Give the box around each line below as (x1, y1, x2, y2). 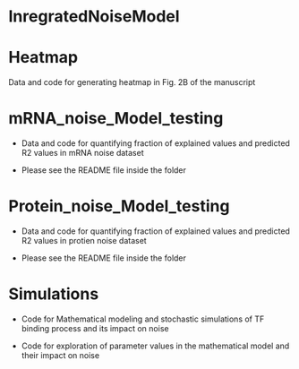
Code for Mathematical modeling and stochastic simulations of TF (21, 313, 265, 324)
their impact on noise (21, 349, 100, 360)
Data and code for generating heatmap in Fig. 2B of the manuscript (8, 77, 256, 88)
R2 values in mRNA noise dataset (21, 148, 144, 159)
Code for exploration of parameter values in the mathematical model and (21, 340, 290, 351)
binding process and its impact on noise (21, 322, 169, 333)
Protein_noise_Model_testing (8, 196, 230, 217)
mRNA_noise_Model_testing (8, 108, 224, 129)
